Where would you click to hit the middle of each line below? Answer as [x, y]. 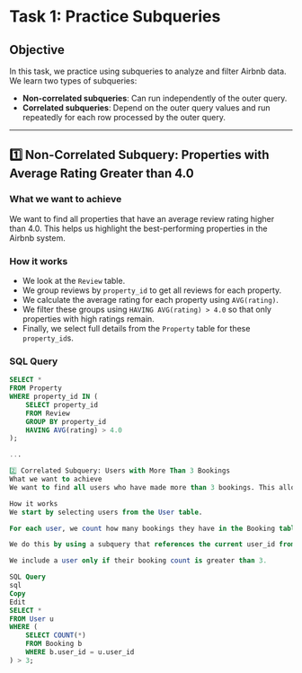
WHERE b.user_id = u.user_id [80, 652]
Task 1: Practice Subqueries [115, 17]
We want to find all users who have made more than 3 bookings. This [142, 487]
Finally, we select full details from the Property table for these [136, 328]
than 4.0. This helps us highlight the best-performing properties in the [138, 228]
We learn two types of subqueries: [73, 81]
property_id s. [48, 338]
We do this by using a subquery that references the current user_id [142, 545]
